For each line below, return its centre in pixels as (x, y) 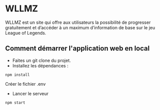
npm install (17, 75)
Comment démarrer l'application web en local (78, 48)
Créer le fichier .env (26, 84)
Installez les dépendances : (40, 65)
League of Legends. (26, 33)
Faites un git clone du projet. (41, 60)
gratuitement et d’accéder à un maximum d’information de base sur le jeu (80, 27)
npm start (15, 103)
